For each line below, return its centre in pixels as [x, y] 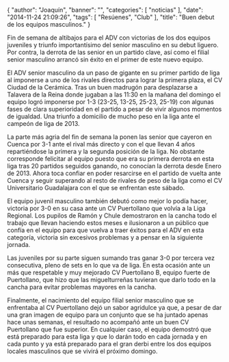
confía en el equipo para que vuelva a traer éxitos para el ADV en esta [106, 230]
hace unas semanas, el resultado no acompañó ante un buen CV [98, 322]
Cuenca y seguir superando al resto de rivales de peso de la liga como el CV [115, 180]
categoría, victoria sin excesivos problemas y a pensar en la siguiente [105, 237]
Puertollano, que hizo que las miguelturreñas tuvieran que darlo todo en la [111, 280]
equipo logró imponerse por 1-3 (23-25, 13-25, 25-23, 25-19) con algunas [110, 102]
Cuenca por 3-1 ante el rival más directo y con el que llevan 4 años [101, 144]
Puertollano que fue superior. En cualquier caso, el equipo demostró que [109, 329]
